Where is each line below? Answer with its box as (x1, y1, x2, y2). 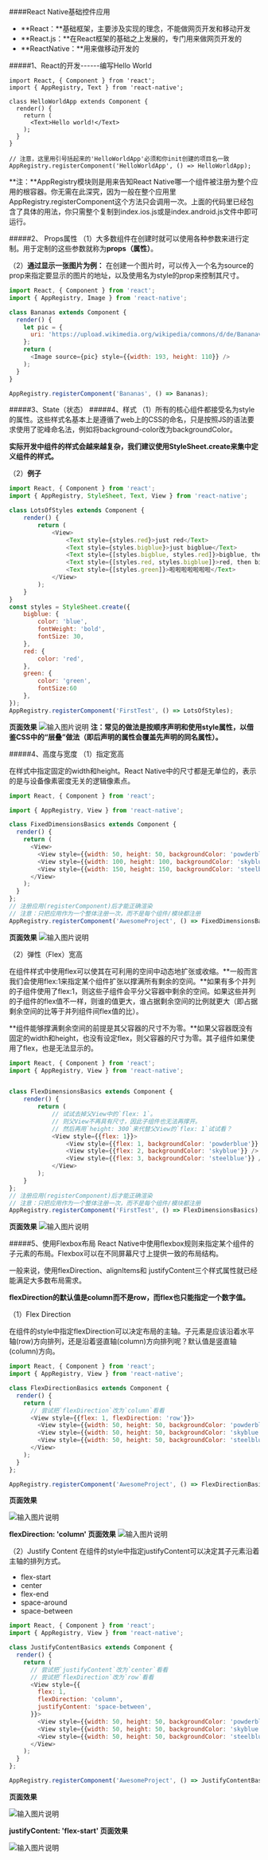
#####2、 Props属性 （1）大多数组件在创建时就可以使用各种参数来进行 (9, 234, 243, 243)
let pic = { (23, 323, 63, 331)
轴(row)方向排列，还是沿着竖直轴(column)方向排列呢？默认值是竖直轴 (9, 1337, 237, 1346)
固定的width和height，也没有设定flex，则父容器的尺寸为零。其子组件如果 (9, 1033, 248, 1042)
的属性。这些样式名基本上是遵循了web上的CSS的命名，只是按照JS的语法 (9, 415, 248, 424)
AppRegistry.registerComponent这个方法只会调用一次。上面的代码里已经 (9, 197, 247, 206)
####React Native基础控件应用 (9, 7, 111, 16)
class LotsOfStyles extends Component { (9, 506, 146, 514)
